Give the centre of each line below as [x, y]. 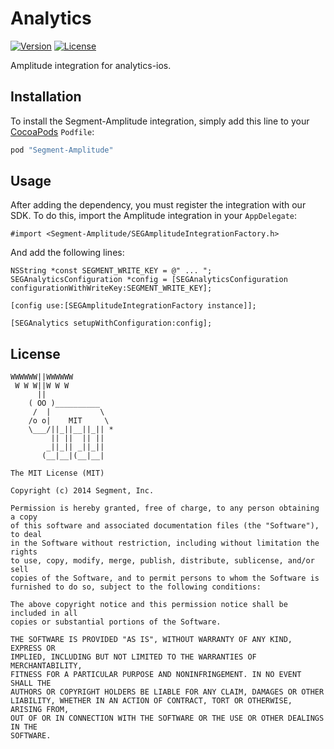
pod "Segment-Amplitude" [62, 150]
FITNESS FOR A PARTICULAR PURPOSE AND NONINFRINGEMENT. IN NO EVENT [156, 675]
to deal [26, 535]
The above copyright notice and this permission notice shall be [149, 605]
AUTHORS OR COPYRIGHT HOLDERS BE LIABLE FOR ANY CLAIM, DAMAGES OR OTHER [167, 692]
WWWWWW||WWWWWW [42, 377]
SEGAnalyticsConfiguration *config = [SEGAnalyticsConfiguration [149, 280]
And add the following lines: [67, 253]
